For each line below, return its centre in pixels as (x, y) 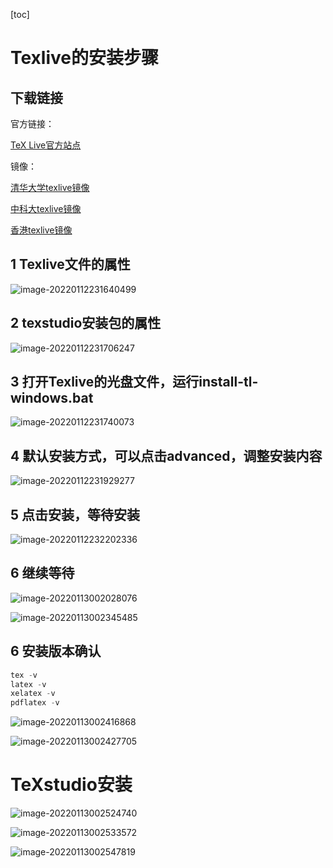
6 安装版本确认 (56, 651)
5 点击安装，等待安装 (75, 514)
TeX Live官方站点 (46, 145)
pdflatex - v (35, 703)
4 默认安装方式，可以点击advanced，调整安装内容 (166, 455)
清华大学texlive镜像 (50, 187)
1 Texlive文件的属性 (70, 264)
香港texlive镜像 (41, 230)
